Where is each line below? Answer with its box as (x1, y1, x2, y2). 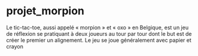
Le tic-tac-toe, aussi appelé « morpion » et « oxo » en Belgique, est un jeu (6, 24, 189, 31)
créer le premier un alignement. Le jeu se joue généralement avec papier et (6, 36, 191, 43)
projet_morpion (6, 4, 85, 18)
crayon (6, 43, 24, 50)
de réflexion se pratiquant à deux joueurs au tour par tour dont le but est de (6, 30, 193, 37)
